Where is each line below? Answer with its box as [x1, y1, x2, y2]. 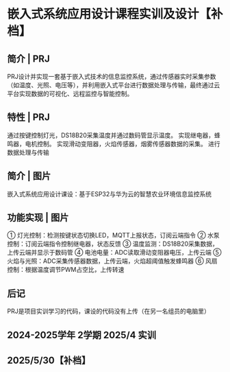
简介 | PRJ [7, 53, 50, 65]
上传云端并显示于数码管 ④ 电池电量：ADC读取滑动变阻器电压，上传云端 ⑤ [7, 248, 222, 257]
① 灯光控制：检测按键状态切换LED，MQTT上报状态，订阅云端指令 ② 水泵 [7, 231, 220, 240]
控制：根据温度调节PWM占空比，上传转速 [7, 266, 125, 274]
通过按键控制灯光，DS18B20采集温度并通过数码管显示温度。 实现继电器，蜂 [7, 131, 220, 139]
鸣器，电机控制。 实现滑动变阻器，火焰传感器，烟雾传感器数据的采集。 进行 [7, 139, 220, 148]
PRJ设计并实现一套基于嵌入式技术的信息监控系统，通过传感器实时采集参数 [7, 73, 216, 80]
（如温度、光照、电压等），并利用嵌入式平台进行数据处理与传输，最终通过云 [7, 81, 220, 89]
